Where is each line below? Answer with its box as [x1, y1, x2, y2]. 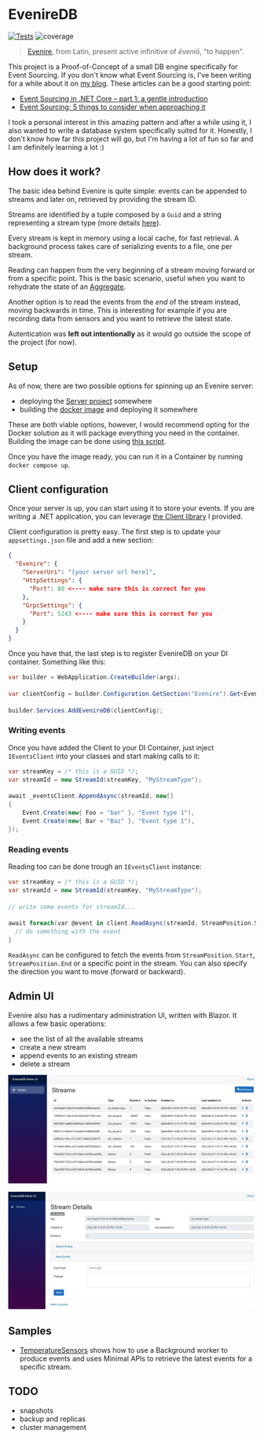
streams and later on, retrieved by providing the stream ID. [8, 194, 197, 203]
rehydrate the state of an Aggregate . [8, 281, 126, 291]
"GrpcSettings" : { [22, 601, 82, 610]
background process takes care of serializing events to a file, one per [8, 241, 233, 251]
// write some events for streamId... [8, 903, 135, 911]
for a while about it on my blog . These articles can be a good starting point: [8, 79, 251, 88]
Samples [8, 1325, 53, 1338]
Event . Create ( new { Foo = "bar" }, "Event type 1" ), [22, 809, 195, 817]
